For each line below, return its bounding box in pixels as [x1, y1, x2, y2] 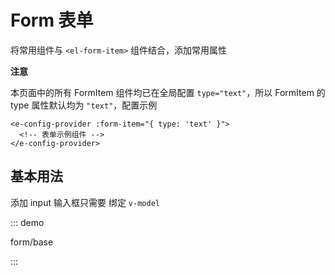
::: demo [10, 216, 45, 228]
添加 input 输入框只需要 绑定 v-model [10, 196, 160, 208]
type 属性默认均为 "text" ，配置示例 [10, 99, 158, 111]
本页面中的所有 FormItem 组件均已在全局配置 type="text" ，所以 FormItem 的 [10, 86, 326, 98]
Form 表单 [10, 9, 94, 32]
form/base [10, 236, 54, 248]
